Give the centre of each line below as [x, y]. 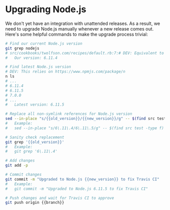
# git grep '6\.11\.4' [31, 152]
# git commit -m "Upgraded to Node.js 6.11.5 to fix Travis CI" [77, 189]
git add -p [17, 166]
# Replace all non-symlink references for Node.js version [69, 114]
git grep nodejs [22, 48]
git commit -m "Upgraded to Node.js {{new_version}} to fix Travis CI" [82, 179]
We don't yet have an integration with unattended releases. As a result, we [83, 23]
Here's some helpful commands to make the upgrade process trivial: [77, 34]
